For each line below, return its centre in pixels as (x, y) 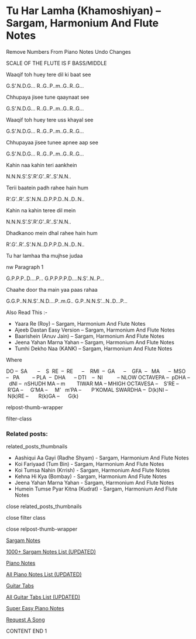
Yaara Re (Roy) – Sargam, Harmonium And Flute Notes (80, 323)
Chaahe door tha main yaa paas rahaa (52, 289)
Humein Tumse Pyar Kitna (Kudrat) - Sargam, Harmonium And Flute (96, 489)
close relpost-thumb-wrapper (42, 529)
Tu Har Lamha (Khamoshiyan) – (84, 11)
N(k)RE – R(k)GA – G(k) (43, 396)
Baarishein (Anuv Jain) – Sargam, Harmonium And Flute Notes (90, 336)
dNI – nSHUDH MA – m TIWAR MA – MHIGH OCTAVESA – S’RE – (94, 384)
